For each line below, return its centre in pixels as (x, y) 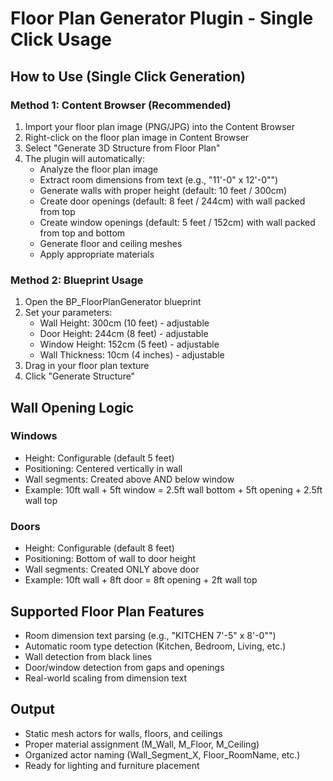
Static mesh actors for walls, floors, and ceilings (123, 733)
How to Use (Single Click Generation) (128, 76)
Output (32, 709)
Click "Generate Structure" (80, 376)
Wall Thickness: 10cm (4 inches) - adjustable (132, 355)
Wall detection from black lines (88, 656)
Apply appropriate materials (97, 254)
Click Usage (61, 39)
